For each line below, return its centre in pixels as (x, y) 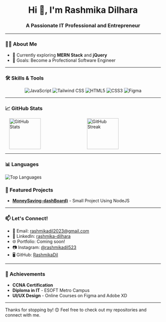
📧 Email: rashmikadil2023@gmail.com (51, 231)
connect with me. (23, 315)
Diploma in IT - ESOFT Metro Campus (51, 290)
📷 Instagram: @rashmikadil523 (44, 247)
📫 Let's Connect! (27, 218)
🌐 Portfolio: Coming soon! (39, 241)
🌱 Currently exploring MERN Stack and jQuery (60, 55)
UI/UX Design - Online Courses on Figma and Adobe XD (70, 295)
